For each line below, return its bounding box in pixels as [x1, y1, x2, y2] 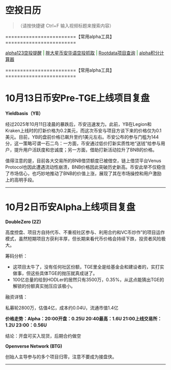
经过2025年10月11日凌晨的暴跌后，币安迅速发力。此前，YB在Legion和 [5, 121, 152, 127]
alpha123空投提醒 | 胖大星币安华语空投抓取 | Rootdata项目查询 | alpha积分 [5, 50, 160, 56]
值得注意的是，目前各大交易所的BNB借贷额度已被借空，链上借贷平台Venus [5, 157, 161, 164]
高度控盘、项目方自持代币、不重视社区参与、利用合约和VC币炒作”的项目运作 [5, 229, 165, 235]
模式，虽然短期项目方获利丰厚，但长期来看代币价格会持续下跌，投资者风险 [5, 235, 161, 242]
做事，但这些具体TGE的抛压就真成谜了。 [12, 270, 98, 276]
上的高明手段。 [5, 177, 37, 183]
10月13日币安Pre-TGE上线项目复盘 [5, 93, 150, 104]
